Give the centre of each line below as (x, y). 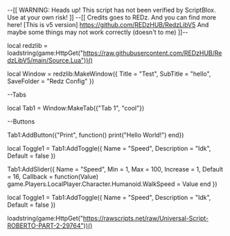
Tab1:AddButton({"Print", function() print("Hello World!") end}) (96, 135)
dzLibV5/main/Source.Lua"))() (50, 60)
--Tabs (17, 94)
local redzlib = (28, 45)
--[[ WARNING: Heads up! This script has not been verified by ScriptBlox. (112, 10)
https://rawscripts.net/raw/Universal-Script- (146, 218)
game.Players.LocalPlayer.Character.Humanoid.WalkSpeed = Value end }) (112, 184)
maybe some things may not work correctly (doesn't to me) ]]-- (98, 32)
